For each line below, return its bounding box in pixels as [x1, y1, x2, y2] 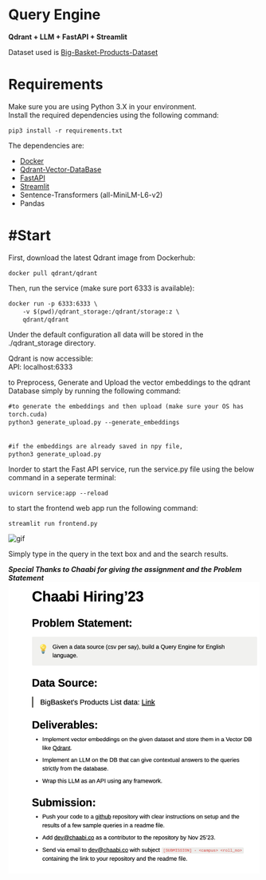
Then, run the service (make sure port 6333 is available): [8, 283, 195, 293]
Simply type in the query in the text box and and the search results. [8, 549, 229, 558]
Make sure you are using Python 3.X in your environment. [8, 101, 197, 111]
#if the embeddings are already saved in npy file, [8, 442, 183, 450]
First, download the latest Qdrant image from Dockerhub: [8, 253, 196, 262]
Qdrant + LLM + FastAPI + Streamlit [8, 32, 127, 41]
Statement [8, 573, 45, 582]
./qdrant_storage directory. [8, 337, 96, 348]
